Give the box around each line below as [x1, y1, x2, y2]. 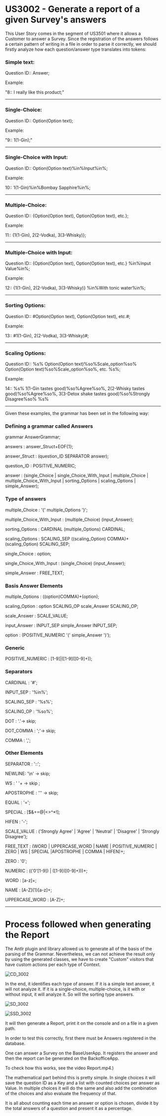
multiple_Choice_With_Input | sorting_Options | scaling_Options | [5, 478, 136, 484]
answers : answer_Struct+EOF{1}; [5, 444, 73, 450]
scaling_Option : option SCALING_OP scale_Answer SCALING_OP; [5, 603, 139, 609]
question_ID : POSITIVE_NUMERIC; [5, 463, 77, 469]
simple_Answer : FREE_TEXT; [5, 570, 64, 576]
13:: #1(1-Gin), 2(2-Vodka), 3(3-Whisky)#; [5, 332, 89, 338]
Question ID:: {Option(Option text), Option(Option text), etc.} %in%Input [5, 260, 151, 266]
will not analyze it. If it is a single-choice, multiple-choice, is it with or [5, 986, 146, 992]
